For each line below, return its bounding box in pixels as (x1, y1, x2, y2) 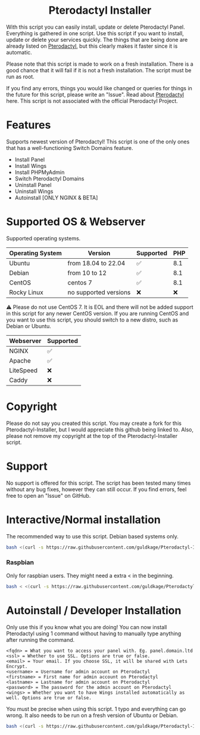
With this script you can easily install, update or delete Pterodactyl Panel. (6, 23, 186, 30)
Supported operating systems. (6, 234, 81, 242)
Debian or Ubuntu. (6, 322, 52, 329)
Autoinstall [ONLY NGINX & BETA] (14, 194, 98, 201)
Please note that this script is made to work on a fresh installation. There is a (6, 60, 193, 68)
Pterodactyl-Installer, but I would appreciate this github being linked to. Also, (6, 425, 194, 433)
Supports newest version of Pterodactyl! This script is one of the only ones (6, 138, 190, 145)
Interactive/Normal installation (6, 513, 161, 526)
